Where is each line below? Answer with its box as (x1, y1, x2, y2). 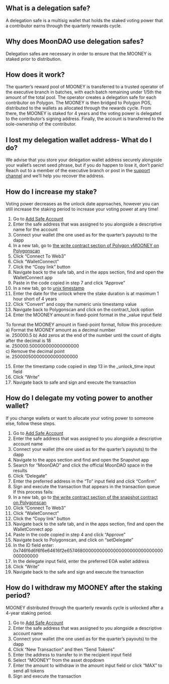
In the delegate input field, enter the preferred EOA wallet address (13, 558, 149, 564)
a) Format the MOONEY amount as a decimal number (6, 327, 116, 333)
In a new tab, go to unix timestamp (13, 285, 85, 291)
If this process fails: (13, 489, 54, 495)
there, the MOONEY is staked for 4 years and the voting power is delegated (6, 110, 162, 117)
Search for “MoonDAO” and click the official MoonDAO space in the (13, 462, 153, 468)
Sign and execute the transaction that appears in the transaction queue (13, 483, 160, 489)
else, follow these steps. (6, 420, 56, 426)
